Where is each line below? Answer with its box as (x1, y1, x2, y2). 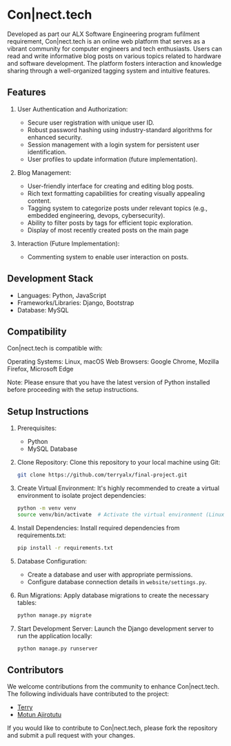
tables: (17, 598, 37, 606)
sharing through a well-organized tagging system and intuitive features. (7, 66, 210, 75)
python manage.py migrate (17, 612, 92, 619)
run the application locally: (17, 631, 93, 640)
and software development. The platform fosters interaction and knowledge (7, 59, 222, 67)
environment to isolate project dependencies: (17, 492, 146, 500)
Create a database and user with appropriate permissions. (27, 570, 193, 579)
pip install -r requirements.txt (17, 544, 114, 551)
